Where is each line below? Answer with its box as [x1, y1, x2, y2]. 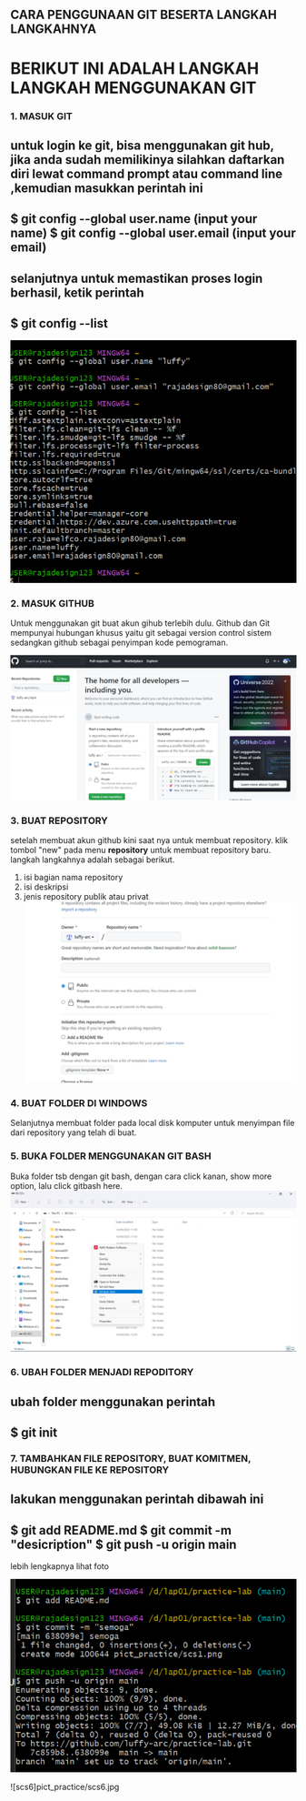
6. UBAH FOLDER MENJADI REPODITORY [10, 1366, 194, 1379]
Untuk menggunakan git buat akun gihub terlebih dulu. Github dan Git [10, 618, 271, 629]
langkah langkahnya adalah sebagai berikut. [10, 854, 175, 865]
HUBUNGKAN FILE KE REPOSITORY [10, 1464, 170, 1476]
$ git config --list [10, 316, 108, 331]
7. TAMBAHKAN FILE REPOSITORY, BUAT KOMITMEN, [10, 1452, 252, 1464]
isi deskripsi [23, 881, 69, 892]
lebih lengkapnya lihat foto [10, 1561, 110, 1572]
